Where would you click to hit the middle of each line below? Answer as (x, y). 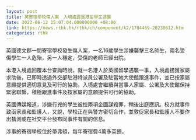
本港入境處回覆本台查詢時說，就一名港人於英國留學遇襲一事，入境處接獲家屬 (98, 70)
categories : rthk (27, 33)
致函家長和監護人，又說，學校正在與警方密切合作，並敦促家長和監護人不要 (95, 112)
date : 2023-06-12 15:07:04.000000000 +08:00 (61, 22)
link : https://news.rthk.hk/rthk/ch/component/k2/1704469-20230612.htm (95, 28)
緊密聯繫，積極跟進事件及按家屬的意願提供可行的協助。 (72, 92)
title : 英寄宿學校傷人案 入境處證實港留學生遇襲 (59, 17)
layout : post (22, 11)
